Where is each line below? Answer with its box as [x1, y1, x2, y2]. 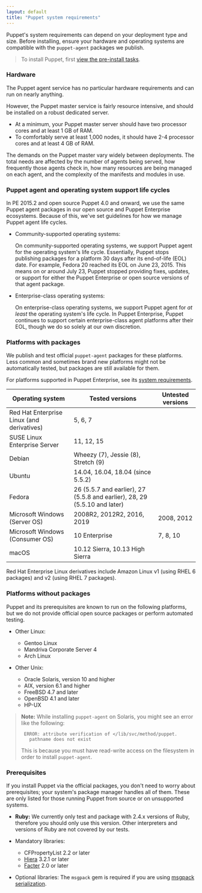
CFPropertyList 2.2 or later [23, 849, 90, 856]
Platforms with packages [6, 338, 81, 347]
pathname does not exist [29, 736, 91, 742]
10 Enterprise [73, 532, 112, 540]
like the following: [20, 719, 65, 726]
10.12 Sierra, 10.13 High [73, 545, 145, 553]
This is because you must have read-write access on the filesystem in [20, 746, 194, 754]
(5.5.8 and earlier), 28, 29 [73, 493, 148, 501]
